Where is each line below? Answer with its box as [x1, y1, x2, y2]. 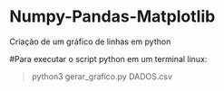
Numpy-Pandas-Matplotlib [9, 6, 216, 27]
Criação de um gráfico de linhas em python [9, 36, 171, 47]
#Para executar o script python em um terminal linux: [9, 53, 208, 64]
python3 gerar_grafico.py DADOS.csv [31, 70, 172, 82]
